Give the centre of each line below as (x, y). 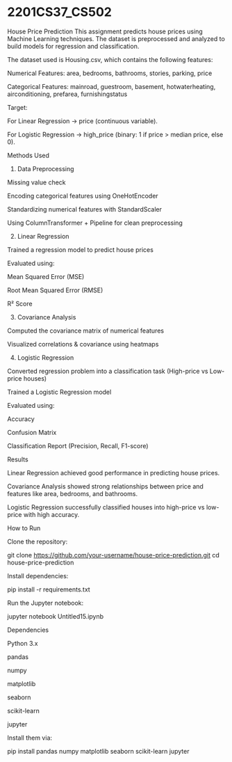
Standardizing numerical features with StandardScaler (84, 209)
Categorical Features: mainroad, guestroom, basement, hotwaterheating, (111, 86)
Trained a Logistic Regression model (59, 392)
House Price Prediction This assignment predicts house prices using (105, 31)
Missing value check (36, 182)
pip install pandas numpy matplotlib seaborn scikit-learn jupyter (98, 751)
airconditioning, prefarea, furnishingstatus (67, 94)
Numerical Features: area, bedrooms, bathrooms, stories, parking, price (110, 73)
